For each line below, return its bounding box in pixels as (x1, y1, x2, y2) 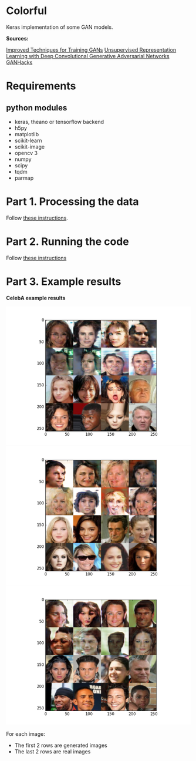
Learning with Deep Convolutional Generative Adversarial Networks (6, 52, 170, 59)
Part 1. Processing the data (6, 195, 139, 208)
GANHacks (6, 59, 33, 66)
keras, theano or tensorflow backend (14, 118, 104, 125)
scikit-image (14, 143, 45, 150)
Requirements (6, 79, 76, 93)
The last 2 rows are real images (14, 747, 91, 755)
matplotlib (14, 130, 39, 137)
